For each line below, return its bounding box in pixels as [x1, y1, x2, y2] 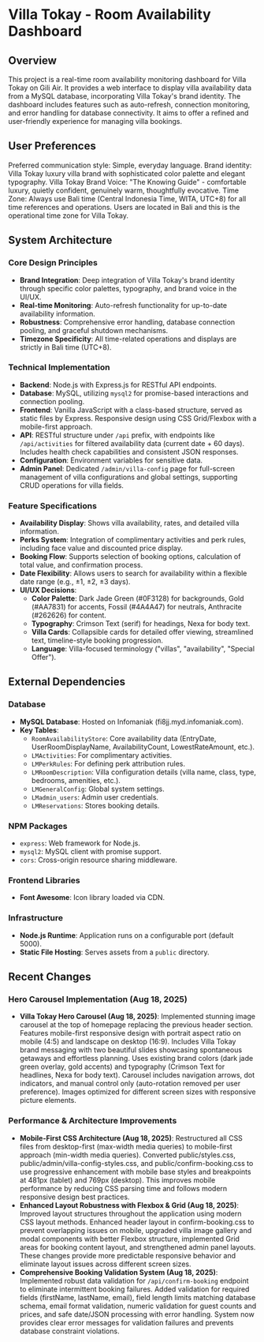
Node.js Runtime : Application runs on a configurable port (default [19, 930, 234, 940]
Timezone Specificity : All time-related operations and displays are [19, 334, 237, 343]
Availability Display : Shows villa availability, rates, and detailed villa [19, 519, 240, 528]
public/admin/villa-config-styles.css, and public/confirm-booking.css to [19, 1158, 254, 1168]
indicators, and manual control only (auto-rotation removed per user [19, 1079, 241, 1089]
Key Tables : [19, 725, 59, 735]
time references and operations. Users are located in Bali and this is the [8, 202, 240, 212]
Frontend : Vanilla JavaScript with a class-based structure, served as [19, 405, 243, 414]
